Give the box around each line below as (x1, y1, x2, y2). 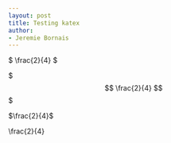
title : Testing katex (8, 19, 80, 27)
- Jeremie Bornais (8, 33, 69, 42)
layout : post (8, 11, 52, 20)
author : (8, 26, 34, 34)
